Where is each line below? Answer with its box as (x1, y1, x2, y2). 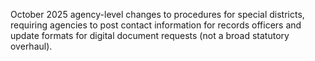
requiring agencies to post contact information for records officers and (10, 19, 302, 31)
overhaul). (10, 40, 53, 52)
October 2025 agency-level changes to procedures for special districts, (10, 9, 305, 20)
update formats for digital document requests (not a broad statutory (10, 30, 290, 41)
